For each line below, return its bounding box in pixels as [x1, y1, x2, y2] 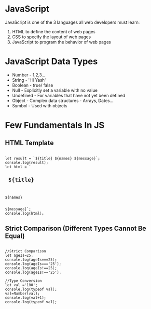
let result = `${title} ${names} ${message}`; [5, 156, 100, 161]
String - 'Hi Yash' [12, 77, 46, 83]
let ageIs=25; [5, 253, 34, 258]
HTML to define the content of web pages [12, 29, 96, 34]
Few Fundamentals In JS [5, 120, 105, 131]
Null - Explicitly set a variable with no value [12, 87, 98, 93]
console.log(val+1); [5, 295, 47, 300]
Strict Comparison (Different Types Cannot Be [5, 224, 146, 233]
